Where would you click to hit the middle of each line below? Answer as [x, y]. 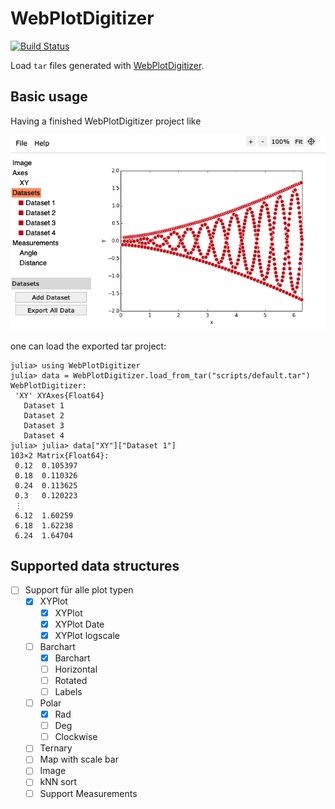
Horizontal [76, 669]
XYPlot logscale [87, 635]
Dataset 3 [44, 425]
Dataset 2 [44, 415]
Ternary [56, 748]
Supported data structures [95, 565]
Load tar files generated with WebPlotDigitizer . [107, 65]
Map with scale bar [79, 759]
